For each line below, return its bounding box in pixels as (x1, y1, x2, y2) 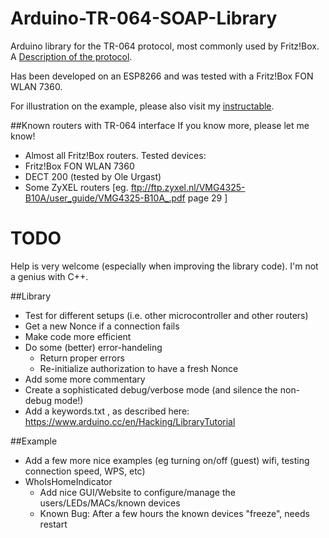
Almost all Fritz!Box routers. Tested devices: (24, 149, 207, 161)
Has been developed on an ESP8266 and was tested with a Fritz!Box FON (10, 70, 314, 82)
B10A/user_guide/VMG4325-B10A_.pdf (24, 192, 186, 204)
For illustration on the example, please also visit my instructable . (10, 100, 275, 112)
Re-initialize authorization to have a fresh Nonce (39, 362, 239, 374)
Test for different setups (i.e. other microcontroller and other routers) (24, 309, 309, 321)
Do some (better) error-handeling (24, 341, 163, 353)
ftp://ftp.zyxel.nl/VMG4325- (130, 181, 246, 193)
